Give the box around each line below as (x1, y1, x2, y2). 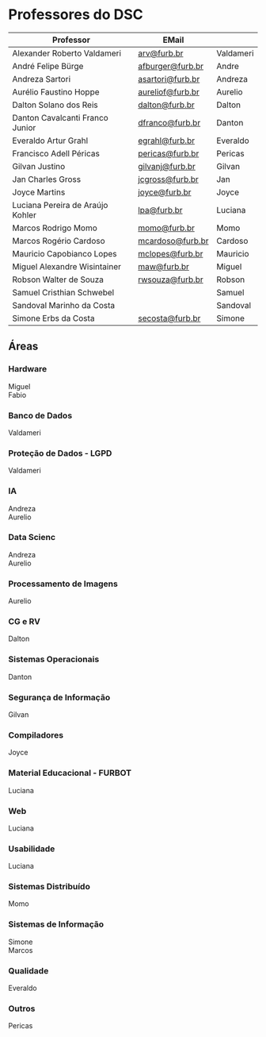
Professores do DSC (8, 6, 144, 24)
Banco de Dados (8, 410, 73, 421)
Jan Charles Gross (12, 173, 82, 184)
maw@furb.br (138, 260, 190, 272)
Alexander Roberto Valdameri (12, 48, 121, 59)
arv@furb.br (138, 48, 184, 59)
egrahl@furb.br (138, 135, 196, 146)
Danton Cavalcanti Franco (12, 112, 108, 123)
